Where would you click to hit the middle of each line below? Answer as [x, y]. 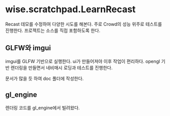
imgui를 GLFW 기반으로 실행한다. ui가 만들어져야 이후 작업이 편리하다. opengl [83, 61]
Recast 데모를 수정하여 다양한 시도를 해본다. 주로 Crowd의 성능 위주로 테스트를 [84, 24]
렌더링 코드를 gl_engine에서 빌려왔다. [42, 107]
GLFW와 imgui [28, 48]
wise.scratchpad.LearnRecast [70, 9]
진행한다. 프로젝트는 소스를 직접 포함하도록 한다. [53, 30]
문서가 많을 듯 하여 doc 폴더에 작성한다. [45, 78]
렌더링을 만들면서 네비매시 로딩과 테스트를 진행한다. [62, 68]
